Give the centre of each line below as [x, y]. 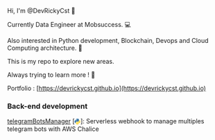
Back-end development [48, 106]
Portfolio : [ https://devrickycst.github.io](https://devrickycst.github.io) [107, 88]
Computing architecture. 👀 [45, 48]
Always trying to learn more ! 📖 [51, 75]
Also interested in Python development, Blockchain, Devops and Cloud [108, 41]
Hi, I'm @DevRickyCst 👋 [41, 11]
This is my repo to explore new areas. [61, 61]
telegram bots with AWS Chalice [53, 129]
